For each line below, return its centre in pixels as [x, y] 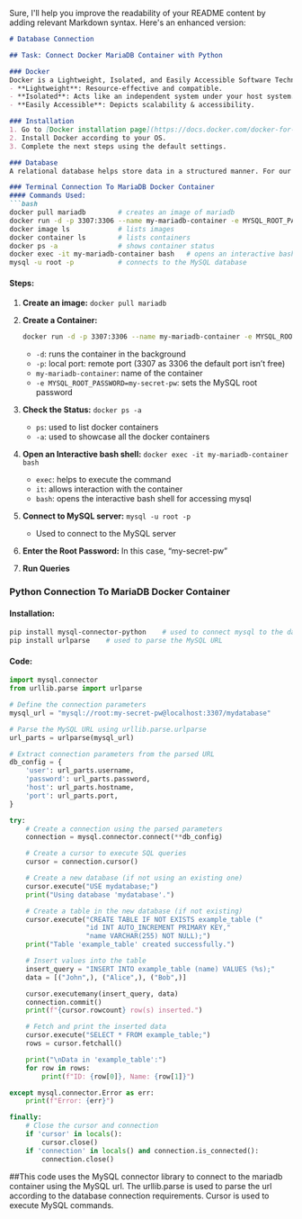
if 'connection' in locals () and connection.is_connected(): [142, 1151]
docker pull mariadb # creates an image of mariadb [122, 212]
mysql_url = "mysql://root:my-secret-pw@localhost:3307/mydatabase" [140, 713]
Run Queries [46, 569]
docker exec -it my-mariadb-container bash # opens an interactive [142, 254]
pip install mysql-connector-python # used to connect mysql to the [146, 632]
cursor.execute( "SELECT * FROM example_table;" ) [118, 1035]
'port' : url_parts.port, [72, 796]
